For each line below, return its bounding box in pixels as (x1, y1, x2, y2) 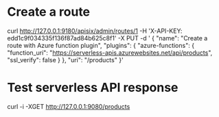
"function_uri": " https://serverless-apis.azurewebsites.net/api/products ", (7, 49, 213, 57)
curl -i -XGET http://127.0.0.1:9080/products (7, 102, 130, 110)
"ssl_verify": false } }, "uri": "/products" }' (7, 55, 124, 64)
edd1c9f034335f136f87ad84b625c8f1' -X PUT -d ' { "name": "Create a (7, 34, 208, 42)
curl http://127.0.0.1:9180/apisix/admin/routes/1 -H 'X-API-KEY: (7, 27, 183, 35)
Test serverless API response (7, 80, 178, 96)
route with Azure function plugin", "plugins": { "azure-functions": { (7, 41, 194, 49)
